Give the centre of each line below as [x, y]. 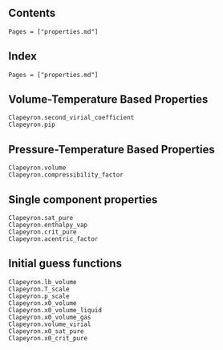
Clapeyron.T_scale [39, 289]
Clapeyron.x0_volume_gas [50, 317]
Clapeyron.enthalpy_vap [48, 225]
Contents [32, 13]
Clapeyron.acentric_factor [53, 239]
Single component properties [83, 199]
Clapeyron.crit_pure [43, 232]
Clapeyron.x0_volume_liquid [55, 310]
